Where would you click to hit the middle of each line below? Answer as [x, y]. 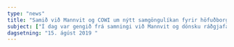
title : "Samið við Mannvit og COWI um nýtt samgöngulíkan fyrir [102, 20]
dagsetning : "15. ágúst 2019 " [53, 33]
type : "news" [26, 13]
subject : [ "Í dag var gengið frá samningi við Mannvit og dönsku [104, 26]
